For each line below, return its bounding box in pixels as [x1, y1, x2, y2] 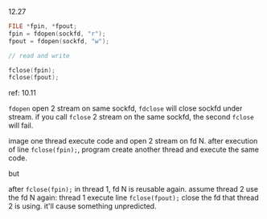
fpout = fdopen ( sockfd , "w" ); [8, 37, 110, 45]
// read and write [8, 51, 70, 59]
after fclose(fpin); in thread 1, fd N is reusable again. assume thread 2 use [8, 185, 259, 194]
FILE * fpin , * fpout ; [8, 22, 78, 30]
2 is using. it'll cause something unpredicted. [8, 201, 157, 211]
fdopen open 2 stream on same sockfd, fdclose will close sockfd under [8, 103, 243, 113]
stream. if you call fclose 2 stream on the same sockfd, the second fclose [8, 112, 255, 122]
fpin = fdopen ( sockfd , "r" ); [8, 30, 106, 38]
